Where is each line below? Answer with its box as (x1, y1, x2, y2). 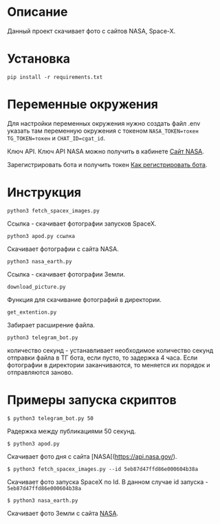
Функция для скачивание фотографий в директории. (7, 295, 162, 303)
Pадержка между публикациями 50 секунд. (7, 427, 136, 435)
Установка (7, 51, 71, 67)
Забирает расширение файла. (7, 320, 95, 329)
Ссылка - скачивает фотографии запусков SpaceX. (7, 219, 157, 228)
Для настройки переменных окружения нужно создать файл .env (7, 119, 201, 127)
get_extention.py (7, 309, 57, 316)
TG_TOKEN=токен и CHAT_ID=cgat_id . (7, 133, 105, 142)
